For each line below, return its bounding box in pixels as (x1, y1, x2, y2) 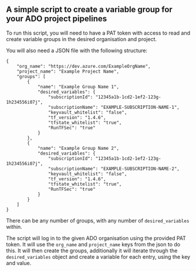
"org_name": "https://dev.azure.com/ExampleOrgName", (16, 63, 151, 69)
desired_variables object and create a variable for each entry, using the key (6, 253, 191, 260)
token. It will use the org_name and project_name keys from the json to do (6, 241, 181, 248)
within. (6, 223, 22, 230)
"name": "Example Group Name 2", (37, 145, 119, 151)
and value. (6, 259, 32, 266)
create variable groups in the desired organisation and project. (6, 35, 157, 43)
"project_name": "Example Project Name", (16, 68, 119, 74)
